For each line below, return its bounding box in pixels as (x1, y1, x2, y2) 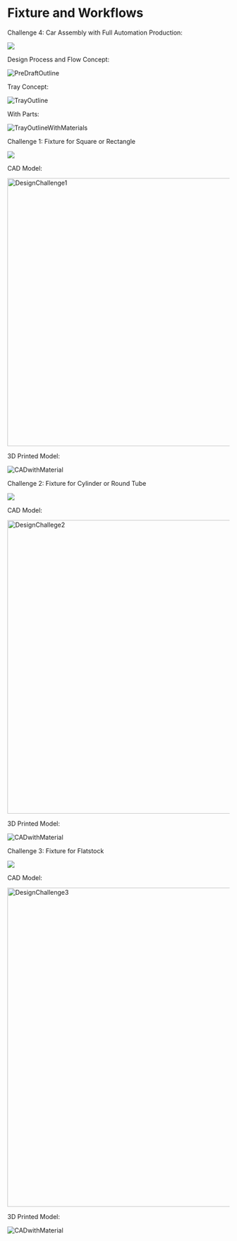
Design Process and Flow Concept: (7, 55, 110, 63)
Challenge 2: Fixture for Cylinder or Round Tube (7, 479, 147, 487)
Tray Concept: (7, 82, 49, 91)
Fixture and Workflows (7, 5, 144, 21)
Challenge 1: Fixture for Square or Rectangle (7, 137, 136, 145)
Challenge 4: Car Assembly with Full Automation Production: (7, 28, 183, 37)
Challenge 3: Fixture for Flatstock (7, 846, 104, 855)
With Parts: (7, 109, 40, 118)
